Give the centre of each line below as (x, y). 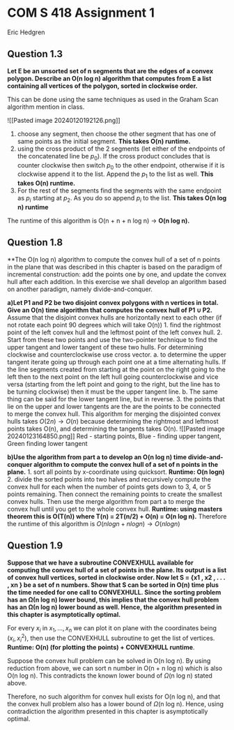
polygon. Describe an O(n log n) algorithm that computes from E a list (109, 78)
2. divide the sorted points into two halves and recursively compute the (109, 479)
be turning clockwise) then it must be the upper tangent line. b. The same (112, 392)
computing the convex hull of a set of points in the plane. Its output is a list (117, 569)
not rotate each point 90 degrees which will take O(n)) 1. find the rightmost (114, 325)
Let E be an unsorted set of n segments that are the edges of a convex (110, 70)
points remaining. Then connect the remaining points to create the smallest (115, 494)
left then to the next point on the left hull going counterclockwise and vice (113, 377)
